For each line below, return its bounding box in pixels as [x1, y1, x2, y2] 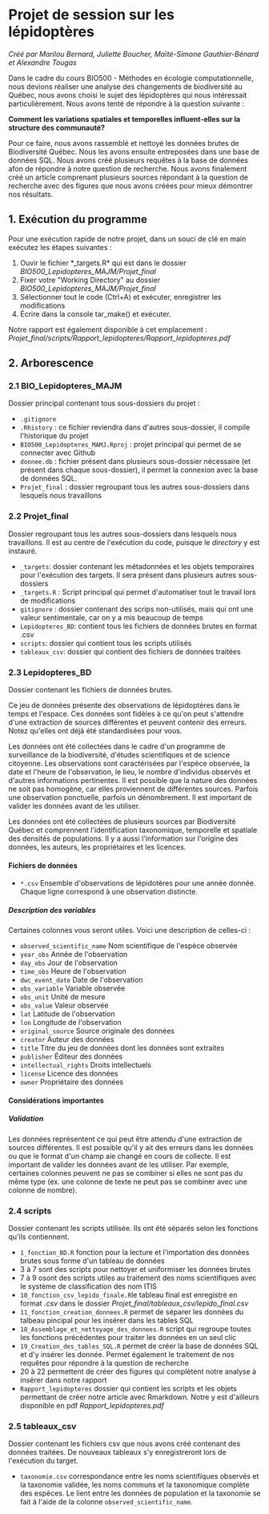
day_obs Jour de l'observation [19, 958, 118, 967]
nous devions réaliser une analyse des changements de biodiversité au [8, 82, 243, 91]
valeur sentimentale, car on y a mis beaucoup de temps [19, 612, 204, 622]
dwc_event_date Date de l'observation [19, 975, 143, 985]
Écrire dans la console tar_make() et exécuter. [19, 309, 172, 318]
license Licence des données [19, 1068, 118, 1079]
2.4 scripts [8, 1205, 52, 1216]
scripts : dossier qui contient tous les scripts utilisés [19, 638, 192, 648]
